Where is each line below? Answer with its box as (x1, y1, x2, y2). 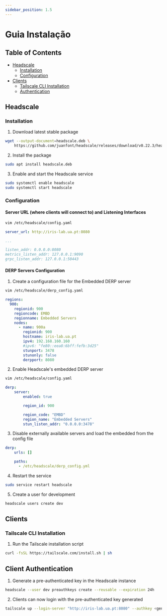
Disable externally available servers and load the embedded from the (12, 431, 154, 437)
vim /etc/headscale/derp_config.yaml (5, 288, 83, 293)
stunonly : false (23, 352, 57, 358)
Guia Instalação (5, 28, 71, 40)
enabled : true (23, 394, 52, 399)
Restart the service (12, 472, 52, 478)
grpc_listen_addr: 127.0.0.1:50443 (5, 257, 79, 262)
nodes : (14, 320, 28, 325)
